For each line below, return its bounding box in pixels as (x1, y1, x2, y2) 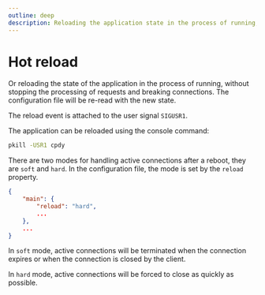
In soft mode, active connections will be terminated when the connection (8, 246, 247, 256)
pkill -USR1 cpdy (8, 141, 65, 150)
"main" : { (22, 195, 55, 204)
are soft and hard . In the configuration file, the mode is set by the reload (8, 164, 244, 174)
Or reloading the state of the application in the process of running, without (8, 79, 250, 88)
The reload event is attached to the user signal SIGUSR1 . (8, 111, 188, 121)
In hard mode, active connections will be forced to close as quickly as (8, 270, 234, 279)
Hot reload (8, 53, 79, 71)
